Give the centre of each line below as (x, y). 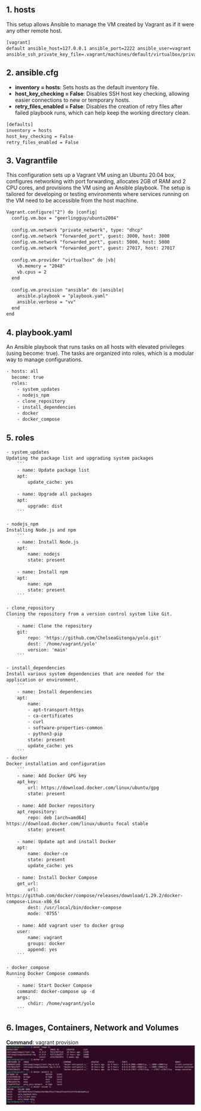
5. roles (20, 438)
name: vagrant (45, 938)
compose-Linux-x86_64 (33, 902)
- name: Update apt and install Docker (67, 842)
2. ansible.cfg (32, 73)
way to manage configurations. (44, 360)
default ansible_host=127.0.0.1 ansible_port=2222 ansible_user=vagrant (99, 48)
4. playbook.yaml (39, 332)
